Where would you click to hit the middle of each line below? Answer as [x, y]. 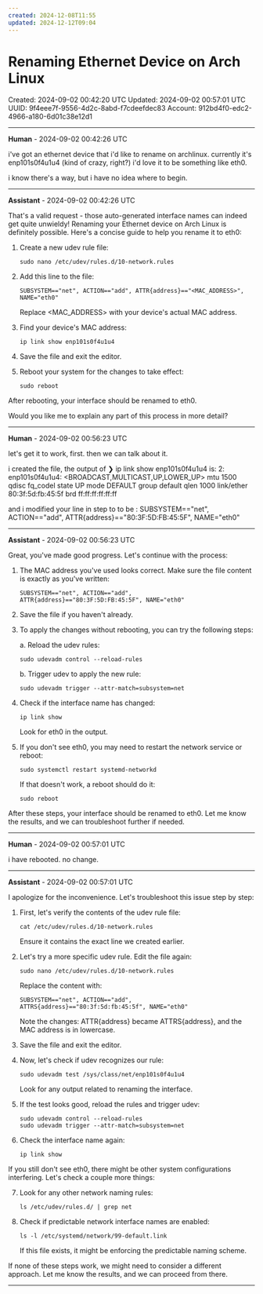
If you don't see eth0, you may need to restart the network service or [131, 748]
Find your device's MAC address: [73, 327]
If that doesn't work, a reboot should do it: [87, 784]
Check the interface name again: [72, 1140]
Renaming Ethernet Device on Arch [124, 62]
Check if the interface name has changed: [87, 703]
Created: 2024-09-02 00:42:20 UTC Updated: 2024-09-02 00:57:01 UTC [127, 100]
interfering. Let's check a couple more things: [81, 1178]
